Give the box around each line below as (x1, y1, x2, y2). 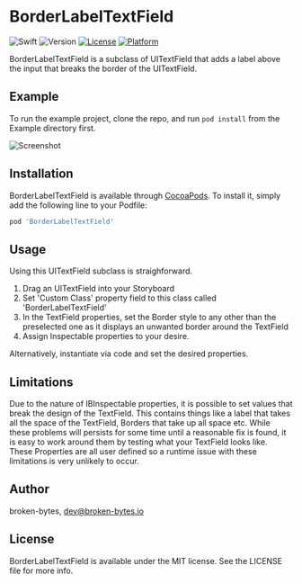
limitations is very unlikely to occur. (9, 456, 139, 467)
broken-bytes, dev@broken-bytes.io (9, 506, 144, 516)
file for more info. (9, 565, 74, 576)
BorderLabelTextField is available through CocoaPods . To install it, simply (9, 190, 281, 201)
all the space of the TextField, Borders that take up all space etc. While (9, 417, 271, 428)
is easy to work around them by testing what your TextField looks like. (9, 436, 268, 447)
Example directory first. (9, 122, 96, 133)
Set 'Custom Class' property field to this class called (22, 292, 218, 303)
